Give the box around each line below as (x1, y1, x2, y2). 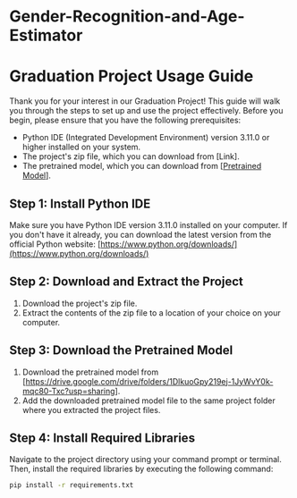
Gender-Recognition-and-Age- (9, 6, 245, 27)
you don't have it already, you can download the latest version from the (9, 229, 272, 240)
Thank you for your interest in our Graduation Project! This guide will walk (9, 96, 281, 106)
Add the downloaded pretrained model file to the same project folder (21, 395, 276, 406)
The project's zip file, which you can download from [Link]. (21, 151, 240, 162)
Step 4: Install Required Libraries (9, 430, 195, 445)
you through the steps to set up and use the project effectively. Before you (9, 106, 284, 116)
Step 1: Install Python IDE (9, 196, 151, 211)
